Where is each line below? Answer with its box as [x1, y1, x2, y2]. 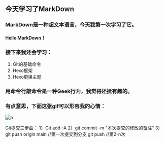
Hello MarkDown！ [5, 34, 46, 41]
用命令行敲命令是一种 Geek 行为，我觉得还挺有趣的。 [5, 88, 133, 95]
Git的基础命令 [12, 61, 42, 67]
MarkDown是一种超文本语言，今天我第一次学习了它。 [5, 21, 137, 28]
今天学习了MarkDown [5, 5, 75, 14]
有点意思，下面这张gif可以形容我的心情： [5, 103, 106, 110]
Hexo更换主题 [12, 74, 42, 80]
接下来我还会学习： [5, 49, 52, 56]
